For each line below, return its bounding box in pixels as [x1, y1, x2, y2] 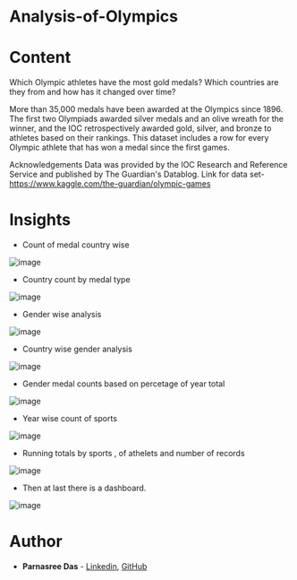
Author [9, 532, 63, 552]
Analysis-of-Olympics [9, 6, 179, 27]
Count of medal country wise [21, 239, 130, 250]
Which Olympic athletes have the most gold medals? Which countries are [9, 77, 279, 88]
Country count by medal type [21, 274, 132, 285]
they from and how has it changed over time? [9, 87, 176, 98]
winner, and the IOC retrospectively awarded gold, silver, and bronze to [9, 123, 272, 134]
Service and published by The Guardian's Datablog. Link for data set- [9, 169, 266, 180]
